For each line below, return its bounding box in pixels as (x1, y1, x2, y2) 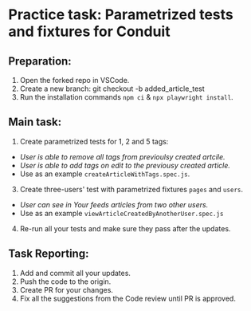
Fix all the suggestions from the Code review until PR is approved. (19, 293, 237, 303)
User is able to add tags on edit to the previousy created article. (19, 160, 231, 170)
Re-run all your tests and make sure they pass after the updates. (19, 223, 231, 233)
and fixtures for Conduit (8, 22, 171, 41)
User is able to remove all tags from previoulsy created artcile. (19, 152, 226, 161)
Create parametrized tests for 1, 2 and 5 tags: (19, 136, 169, 146)
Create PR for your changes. (19, 285, 114, 294)
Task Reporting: (8, 247, 89, 261)
